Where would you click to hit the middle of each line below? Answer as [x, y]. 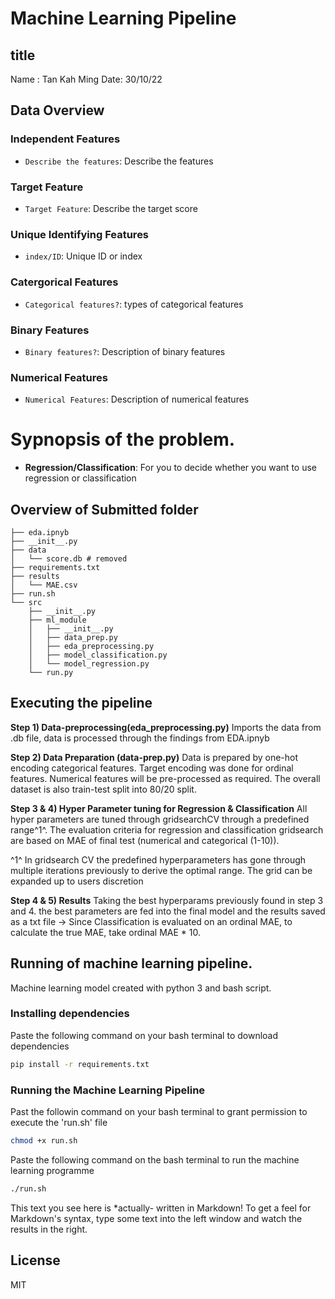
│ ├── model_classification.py [98, 655]
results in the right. [49, 1229]
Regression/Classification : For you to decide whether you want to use [170, 468]
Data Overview [57, 110]
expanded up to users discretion [77, 881]
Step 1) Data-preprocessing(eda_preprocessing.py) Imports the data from [166, 727]
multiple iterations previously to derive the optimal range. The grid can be [161, 870]
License [35, 1260]
